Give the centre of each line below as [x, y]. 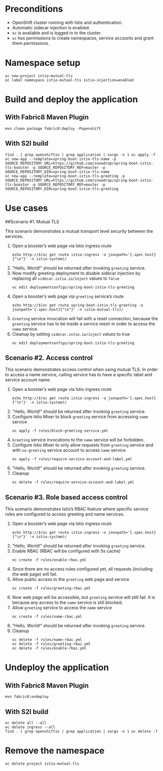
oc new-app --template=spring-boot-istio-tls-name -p [61, 159]
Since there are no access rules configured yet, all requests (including [82, 569]
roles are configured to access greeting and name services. [65, 514]
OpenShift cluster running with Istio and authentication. [67, 22]
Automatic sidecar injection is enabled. [51, 27]
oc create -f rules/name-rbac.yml [47, 617]
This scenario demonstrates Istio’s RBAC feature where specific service [77, 509]
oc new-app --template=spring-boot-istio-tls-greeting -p [65, 176]
